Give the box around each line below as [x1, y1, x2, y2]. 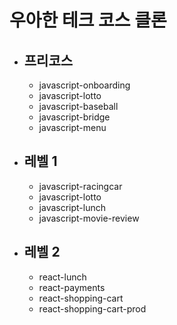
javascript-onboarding [38, 79, 131, 91]
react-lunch [38, 271, 87, 283]
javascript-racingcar [38, 180, 123, 192]
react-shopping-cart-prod [38, 302, 147, 315]
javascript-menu [38, 122, 107, 133]
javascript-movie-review [38, 212, 140, 224]
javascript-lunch [38, 201, 107, 213]
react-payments [38, 281, 106, 293]
